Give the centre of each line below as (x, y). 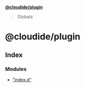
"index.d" (22, 80)
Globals (25, 17)
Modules (16, 69)
